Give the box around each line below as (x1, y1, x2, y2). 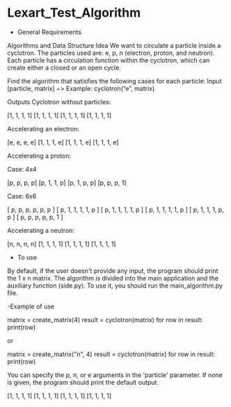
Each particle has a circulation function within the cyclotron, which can (7, 56, 210, 64)
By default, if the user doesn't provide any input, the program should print (7, 266, 218, 275)
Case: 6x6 (7, 192, 37, 200)
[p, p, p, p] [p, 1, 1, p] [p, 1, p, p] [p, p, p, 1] (7, 178, 127, 187)
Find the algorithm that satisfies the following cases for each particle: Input (7, 76, 222, 85)
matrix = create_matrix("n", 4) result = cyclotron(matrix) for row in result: (7, 349, 216, 358)
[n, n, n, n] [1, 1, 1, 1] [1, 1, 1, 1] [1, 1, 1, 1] (7, 240, 116, 248)
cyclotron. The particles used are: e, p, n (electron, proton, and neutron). (7, 49, 215, 57)
